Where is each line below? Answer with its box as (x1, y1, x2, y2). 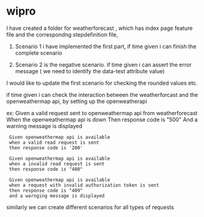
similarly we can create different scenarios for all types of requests (6, 203, 175, 211)
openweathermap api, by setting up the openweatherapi (6, 98, 147, 105)
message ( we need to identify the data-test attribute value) (15, 67, 165, 74)
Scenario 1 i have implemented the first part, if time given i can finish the (15, 43, 197, 50)
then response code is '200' (9, 144, 83, 151)
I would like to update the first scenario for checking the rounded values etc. (6, 79, 198, 87)
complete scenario (15, 49, 62, 56)
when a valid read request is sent (9, 139, 99, 146)
